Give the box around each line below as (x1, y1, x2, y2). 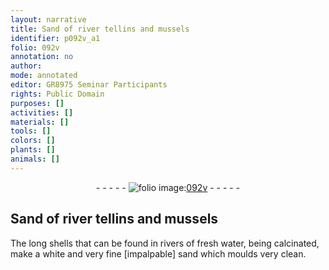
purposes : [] (10, 98, 65, 108)
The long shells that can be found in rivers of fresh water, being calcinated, (10, 237, 320, 249)
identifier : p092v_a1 (10, 33, 101, 43)
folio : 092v (10, 42, 60, 53)
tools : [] (10, 126, 52, 136)
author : (10, 61, 43, 71)
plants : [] (10, 145, 56, 155)
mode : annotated (10, 71, 78, 81)
